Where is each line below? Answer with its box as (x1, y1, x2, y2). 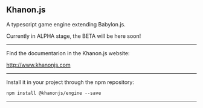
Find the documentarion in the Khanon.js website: (6, 49, 130, 56)
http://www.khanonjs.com (6, 61, 71, 68)
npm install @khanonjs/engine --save (6, 90, 101, 96)
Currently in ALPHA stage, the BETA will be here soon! (6, 32, 141, 40)
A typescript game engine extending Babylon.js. (6, 20, 126, 28)
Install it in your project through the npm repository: (6, 78, 135, 86)
